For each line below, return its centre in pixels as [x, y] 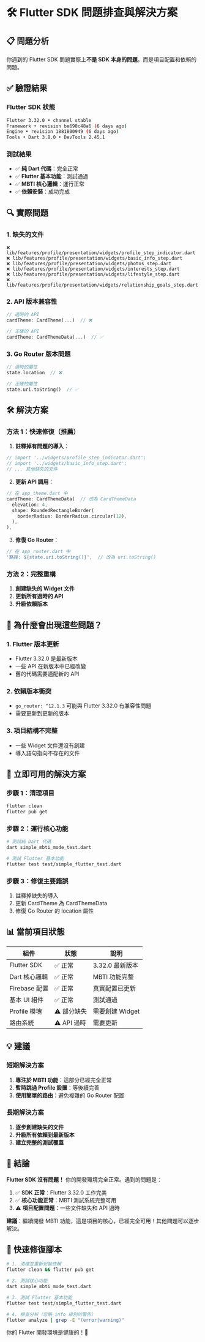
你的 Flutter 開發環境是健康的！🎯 [47, 1332]
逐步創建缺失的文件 [39, 1127]
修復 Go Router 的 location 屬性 [54, 911]
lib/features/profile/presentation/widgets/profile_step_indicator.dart [101, 253]
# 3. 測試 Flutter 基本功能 [39, 1297]
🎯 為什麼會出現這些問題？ [54, 625]
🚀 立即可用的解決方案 [46, 774]
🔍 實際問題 [28, 213]
